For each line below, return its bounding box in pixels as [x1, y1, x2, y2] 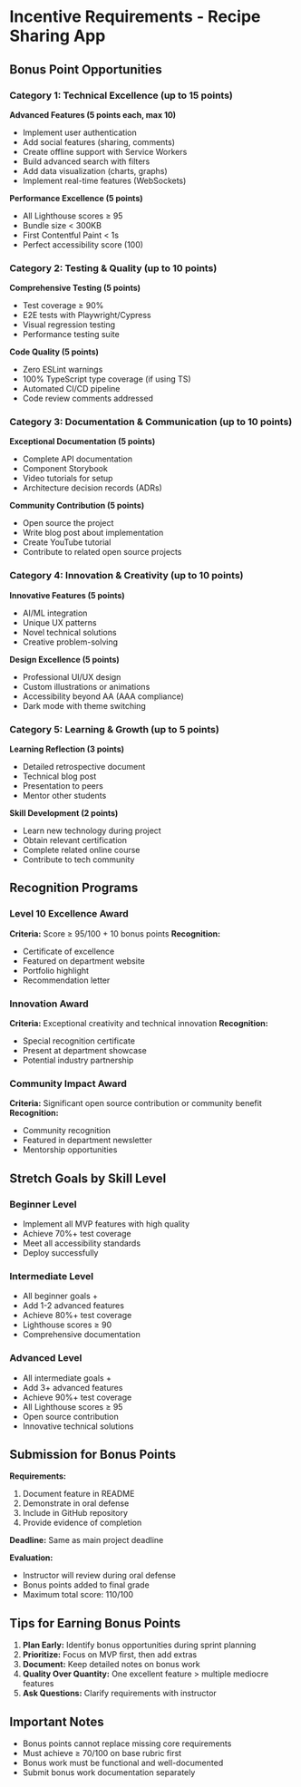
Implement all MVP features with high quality [22, 1219, 190, 1229]
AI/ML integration [22, 607, 88, 618]
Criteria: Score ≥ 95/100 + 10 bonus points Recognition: [9, 927, 220, 939]
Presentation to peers [22, 781, 104, 792]
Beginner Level [9, 1198, 77, 1210]
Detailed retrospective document [22, 762, 146, 772]
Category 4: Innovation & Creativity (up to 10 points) [9, 569, 244, 582]
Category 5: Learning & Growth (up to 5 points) [9, 723, 219, 735]
